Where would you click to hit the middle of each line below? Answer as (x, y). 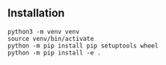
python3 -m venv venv (44, 31)
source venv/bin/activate (51, 39)
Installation (36, 13)
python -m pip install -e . (55, 53)
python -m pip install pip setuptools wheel (83, 46)
